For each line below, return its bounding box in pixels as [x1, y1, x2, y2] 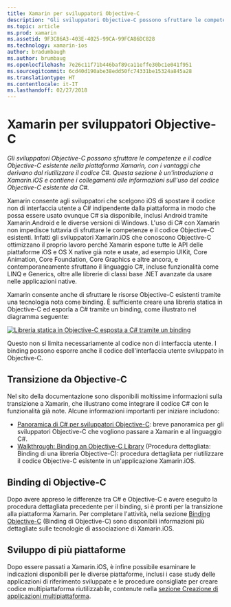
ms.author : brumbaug [7, 55, 67, 62]
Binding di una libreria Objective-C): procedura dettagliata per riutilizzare [16, 449, 223, 457]
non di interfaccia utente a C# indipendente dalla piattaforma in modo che [7, 204, 217, 212]
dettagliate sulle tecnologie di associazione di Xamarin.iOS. [7, 524, 175, 533]
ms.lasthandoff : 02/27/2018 [7, 87, 88, 94]
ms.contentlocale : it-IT [7, 81, 78, 88]
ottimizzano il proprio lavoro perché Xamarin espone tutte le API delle [7, 240, 203, 249]
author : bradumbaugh [7, 49, 67, 56]
